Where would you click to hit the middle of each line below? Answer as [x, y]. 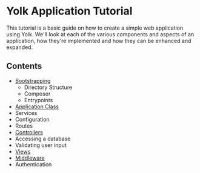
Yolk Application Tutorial [69, 11]
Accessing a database [43, 139]
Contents [24, 66]
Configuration [32, 119]
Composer [37, 93]
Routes [24, 126]
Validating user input [41, 145]
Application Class [37, 106]
